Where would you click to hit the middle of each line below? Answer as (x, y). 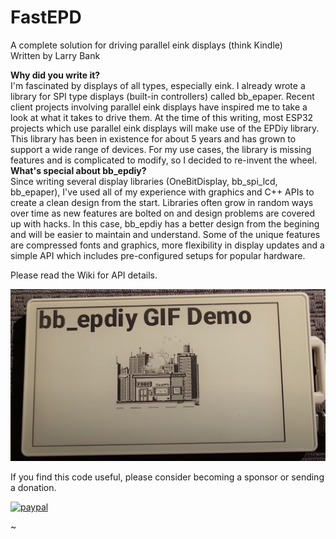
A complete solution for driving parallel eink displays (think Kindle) (146, 45)
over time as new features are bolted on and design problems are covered (163, 213)
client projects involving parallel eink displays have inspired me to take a (159, 107)
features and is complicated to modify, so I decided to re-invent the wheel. (164, 160)
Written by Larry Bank (55, 55)
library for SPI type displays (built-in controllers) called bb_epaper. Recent (162, 96)
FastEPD (46, 17)
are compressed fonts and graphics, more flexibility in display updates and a (167, 245)
